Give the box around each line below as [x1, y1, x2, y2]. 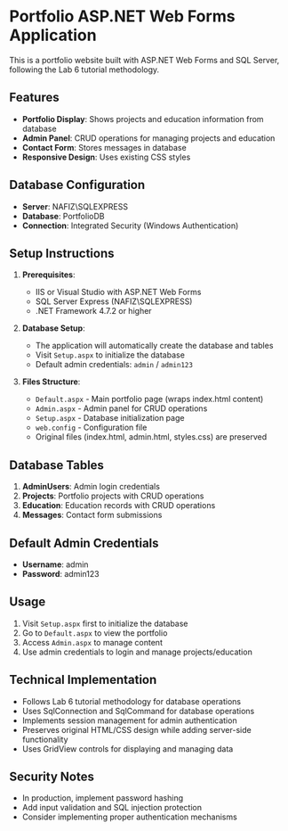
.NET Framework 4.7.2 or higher [35, 306, 153, 317]
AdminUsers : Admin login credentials [21, 481, 160, 492]
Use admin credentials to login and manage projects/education [21, 646, 253, 657]
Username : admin [21, 559, 89, 570]
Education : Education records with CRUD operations [21, 500, 216, 511]
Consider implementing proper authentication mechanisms [21, 811, 237, 822]
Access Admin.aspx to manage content [21, 637, 163, 647]
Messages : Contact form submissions [21, 510, 163, 521]
